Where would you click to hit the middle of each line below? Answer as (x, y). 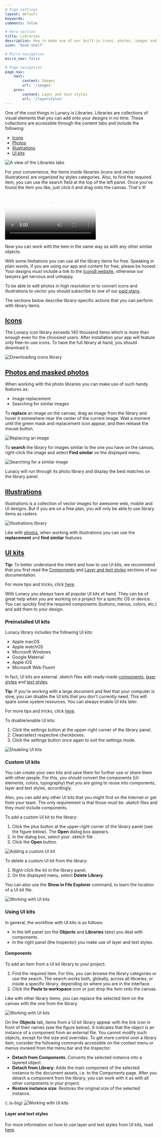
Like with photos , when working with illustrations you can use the (70, 532)
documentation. (21, 575)
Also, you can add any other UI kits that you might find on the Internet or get (81, 798)
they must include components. (37, 808)
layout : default (21, 14)
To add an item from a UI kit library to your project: (55, 964)
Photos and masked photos (47, 372)
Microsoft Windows (31, 652)
